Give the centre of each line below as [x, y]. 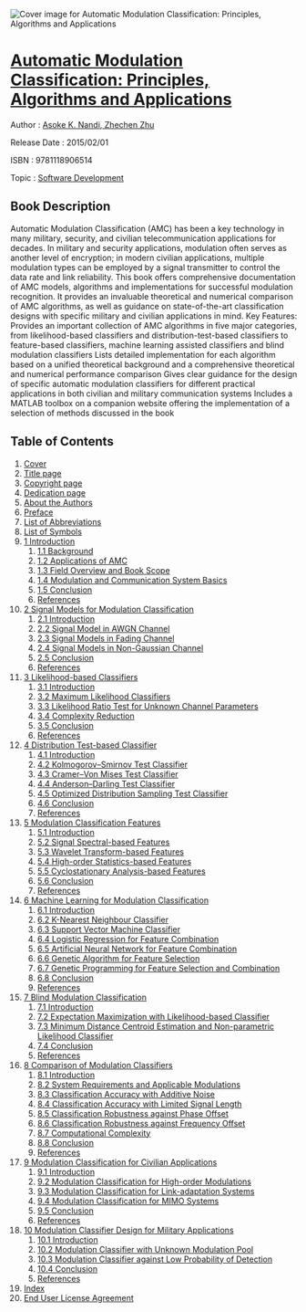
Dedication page [54, 492]
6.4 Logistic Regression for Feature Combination [128, 939]
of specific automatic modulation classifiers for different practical [133, 383]
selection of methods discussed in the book [92, 413]
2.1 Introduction [66, 619]
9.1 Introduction [66, 1171]
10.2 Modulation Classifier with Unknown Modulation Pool [145, 1249]
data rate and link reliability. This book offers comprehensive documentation [153, 277]
